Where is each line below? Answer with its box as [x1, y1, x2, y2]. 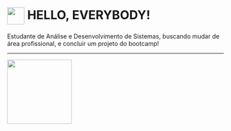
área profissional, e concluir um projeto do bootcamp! [7, 39, 159, 47]
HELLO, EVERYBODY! [27, 7, 151, 23]
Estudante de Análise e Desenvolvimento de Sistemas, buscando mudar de [7, 32, 220, 40]
